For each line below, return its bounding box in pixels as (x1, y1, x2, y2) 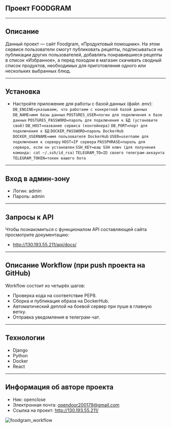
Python (12, 352, 28, 358)
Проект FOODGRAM (5, 4, 71, 13)
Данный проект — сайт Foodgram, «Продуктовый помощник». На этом (5, 41, 160, 47)
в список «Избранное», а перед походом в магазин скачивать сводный (5, 57, 162, 63)
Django (12, 347, 28, 353)
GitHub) (5, 269, 31, 278)
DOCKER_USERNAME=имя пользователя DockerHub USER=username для (12, 134, 149, 139)
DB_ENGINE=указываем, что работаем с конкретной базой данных (12, 107, 148, 112)
